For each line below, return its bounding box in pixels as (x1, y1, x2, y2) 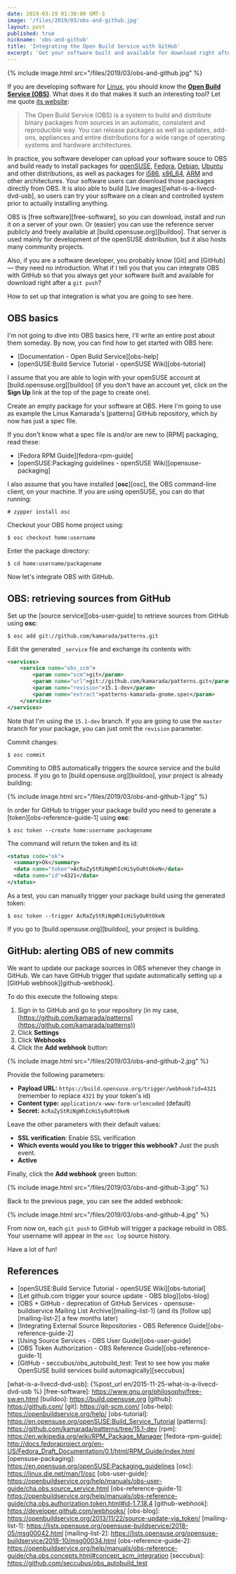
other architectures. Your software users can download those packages (7, 176, 215, 185)
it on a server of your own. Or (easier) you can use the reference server (7, 220, 214, 228)
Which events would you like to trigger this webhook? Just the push (17, 1141, 219, 1149)
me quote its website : (7, 97, 70, 105)
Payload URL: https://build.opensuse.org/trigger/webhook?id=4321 (17, 1084, 216, 1092)
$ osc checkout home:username (7, 534, 96, 541)
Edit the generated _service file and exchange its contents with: (7, 644, 192, 653)
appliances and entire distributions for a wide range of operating (38, 133, 225, 141)
